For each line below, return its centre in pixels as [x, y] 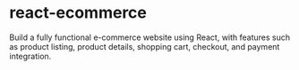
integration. [30, 56]
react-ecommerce [78, 13]
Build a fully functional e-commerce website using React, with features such [150, 37]
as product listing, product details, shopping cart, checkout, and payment [145, 46]
